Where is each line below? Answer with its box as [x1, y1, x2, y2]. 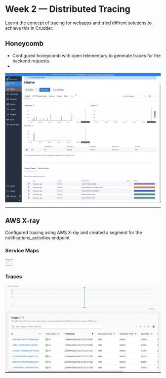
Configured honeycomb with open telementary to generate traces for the [12, 52, 161, 58]
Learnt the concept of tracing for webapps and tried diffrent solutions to [5, 20, 152, 26]
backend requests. [12, 58, 51, 64]
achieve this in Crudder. [5, 25, 53, 31]
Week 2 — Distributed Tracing [5, 3, 131, 15]
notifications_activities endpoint [5, 235, 70, 241]
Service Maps [5, 247, 40, 254]
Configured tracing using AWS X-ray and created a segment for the [5, 230, 142, 236]
